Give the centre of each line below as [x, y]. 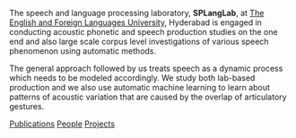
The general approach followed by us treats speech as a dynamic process [146, 68]
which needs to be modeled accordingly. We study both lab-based [132, 78]
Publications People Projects [62, 124]
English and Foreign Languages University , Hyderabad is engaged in [136, 22]
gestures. [27, 106]
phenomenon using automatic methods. [83, 51]
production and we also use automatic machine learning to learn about [140, 87]
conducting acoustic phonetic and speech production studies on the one [144, 32]
